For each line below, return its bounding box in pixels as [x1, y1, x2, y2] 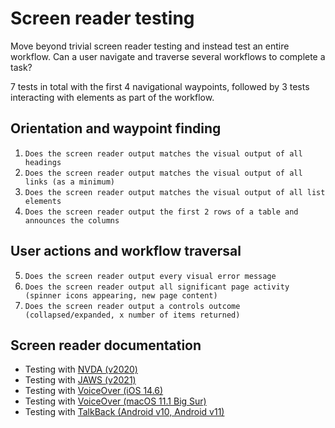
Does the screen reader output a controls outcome [24, 301, 241, 311]
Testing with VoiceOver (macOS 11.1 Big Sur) [24, 395, 207, 407]
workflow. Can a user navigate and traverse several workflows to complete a [10, 50, 326, 62]
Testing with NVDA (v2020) [24, 363, 138, 376]
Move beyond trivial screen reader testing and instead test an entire [10, 40, 290, 52]
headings [24, 157, 62, 167]
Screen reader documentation [10, 337, 202, 354]
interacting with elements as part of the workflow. [10, 91, 215, 103]
